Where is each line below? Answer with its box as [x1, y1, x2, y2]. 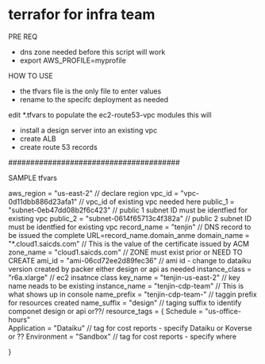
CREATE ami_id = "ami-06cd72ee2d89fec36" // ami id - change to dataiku [8, 255, 252, 265]
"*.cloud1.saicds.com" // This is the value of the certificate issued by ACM [8, 239, 250, 248]
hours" [8, 315, 31, 324]
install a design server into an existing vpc [19, 125, 158, 135]
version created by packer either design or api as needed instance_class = [8, 264, 252, 274]
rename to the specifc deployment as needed [19, 94, 169, 104]
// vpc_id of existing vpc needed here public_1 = [79, 197, 236, 206]
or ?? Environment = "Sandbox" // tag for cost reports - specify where [8, 331, 236, 341]
